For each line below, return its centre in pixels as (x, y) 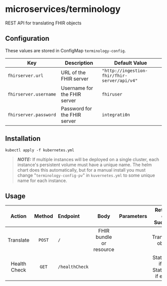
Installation (23, 139)
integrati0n (116, 115)
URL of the (73, 72)
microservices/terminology (63, 9)
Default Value (131, 63)
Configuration (27, 39)
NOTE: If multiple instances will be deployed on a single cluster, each (88, 159)
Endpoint (69, 216)
